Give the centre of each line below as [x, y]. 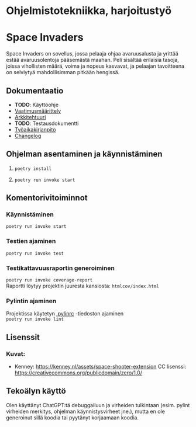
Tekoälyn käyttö [36, 391]
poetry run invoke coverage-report [49, 280]
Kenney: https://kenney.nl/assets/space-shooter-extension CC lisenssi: [100, 367]
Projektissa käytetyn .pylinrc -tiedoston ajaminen [65, 314]
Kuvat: [16, 353]
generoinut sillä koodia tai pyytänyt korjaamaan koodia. [73, 417]
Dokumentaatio [35, 91]
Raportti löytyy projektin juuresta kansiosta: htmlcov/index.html [82, 286]
